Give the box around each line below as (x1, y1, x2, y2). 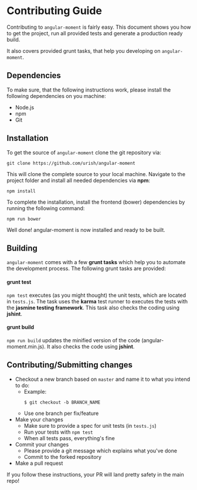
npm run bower (6, 216, 42, 222)
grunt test (6, 278, 32, 285)
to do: (15, 381, 30, 388)
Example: (23, 388, 46, 395)
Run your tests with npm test (23, 428, 93, 435)
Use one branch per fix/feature (23, 410, 99, 417)
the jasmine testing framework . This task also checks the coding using (6, 304, 180, 311)
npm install (6, 188, 36, 194)
